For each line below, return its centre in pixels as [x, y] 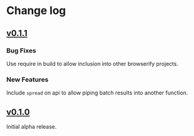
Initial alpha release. [32, 126]
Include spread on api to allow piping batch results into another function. [97, 93]
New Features [28, 79]
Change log [36, 11]
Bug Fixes [21, 51]
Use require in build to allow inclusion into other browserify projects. [92, 63]
